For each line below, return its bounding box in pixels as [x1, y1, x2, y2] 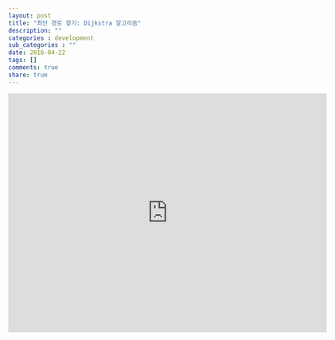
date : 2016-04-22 [8, 49, 66, 57]
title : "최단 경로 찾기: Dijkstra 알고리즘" [8, 19, 142, 27]
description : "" [8, 26, 62, 34]
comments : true [8, 64, 59, 72]
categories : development [8, 33, 94, 42]
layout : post [8, 11, 52, 20]
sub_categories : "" [8, 41, 77, 49]
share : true [8, 71, 48, 79]
